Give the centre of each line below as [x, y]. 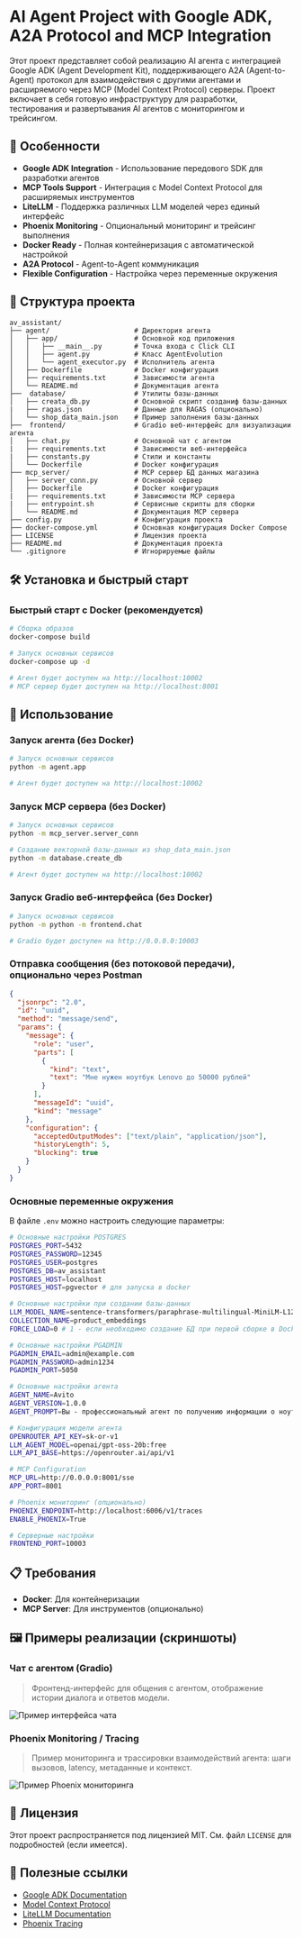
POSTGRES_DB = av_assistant [58, 1271]
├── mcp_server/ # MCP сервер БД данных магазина [134, 472]
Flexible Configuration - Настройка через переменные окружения [150, 273]
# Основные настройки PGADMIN [66, 1345]
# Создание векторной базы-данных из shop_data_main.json [120, 850]
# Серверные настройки [52, 1535]
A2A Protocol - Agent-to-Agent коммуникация [111, 264]
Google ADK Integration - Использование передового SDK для [142, 168]
